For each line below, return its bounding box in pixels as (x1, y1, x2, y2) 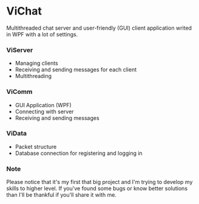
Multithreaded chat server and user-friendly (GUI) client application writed (6, 24, 192, 31)
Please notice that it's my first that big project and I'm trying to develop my (6, 179, 193, 186)
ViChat (6, 4, 42, 18)
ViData (6, 129, 27, 137)
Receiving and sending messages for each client (15, 66, 137, 73)
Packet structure (15, 143, 57, 150)
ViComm (6, 88, 33, 96)
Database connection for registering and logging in (15, 150, 143, 157)
